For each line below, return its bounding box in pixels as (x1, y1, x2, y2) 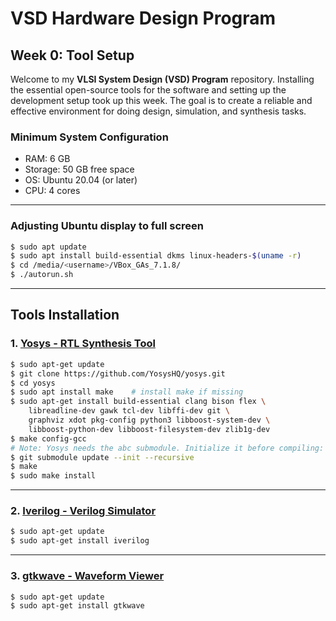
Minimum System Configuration (10, 130, 169, 144)
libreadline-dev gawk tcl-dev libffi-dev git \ (28, 406, 230, 416)
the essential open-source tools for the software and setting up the (10, 84, 287, 96)
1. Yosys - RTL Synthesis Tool (10, 337, 156, 351)
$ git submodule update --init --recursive (10, 452, 195, 462)
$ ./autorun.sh (10, 270, 74, 280)
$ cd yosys (10, 378, 56, 388)
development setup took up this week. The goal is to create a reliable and (10, 95, 313, 106)
